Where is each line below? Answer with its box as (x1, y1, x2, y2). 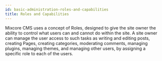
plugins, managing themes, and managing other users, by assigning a (5, 46, 146, 51)
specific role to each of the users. (5, 50, 74, 56)
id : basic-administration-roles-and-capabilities (5, 7, 109, 12)
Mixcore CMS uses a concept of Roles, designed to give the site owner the (5, 25, 156, 30)
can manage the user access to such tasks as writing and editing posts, (5, 35, 150, 41)
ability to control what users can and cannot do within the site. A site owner (5, 30, 158, 36)
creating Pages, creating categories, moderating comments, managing (5, 40, 148, 46)
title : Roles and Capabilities (5, 12, 69, 16)
